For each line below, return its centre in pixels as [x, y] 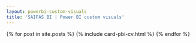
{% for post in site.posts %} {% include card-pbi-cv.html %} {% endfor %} [98, 34]
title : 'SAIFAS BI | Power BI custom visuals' [65, 17]
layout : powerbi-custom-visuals [46, 11]
